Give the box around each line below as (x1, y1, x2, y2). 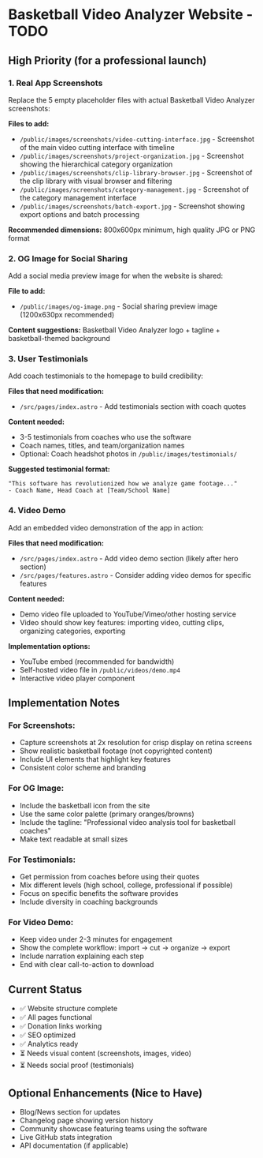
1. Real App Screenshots (8, 77, 103, 88)
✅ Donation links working (19, 1021, 102, 1031)
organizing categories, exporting (19, 626, 126, 635)
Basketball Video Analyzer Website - (8, 6, 254, 24)
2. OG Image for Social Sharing (8, 253, 128, 264)
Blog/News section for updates (19, 1107, 120, 1116)
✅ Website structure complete (19, 1004, 118, 1014)
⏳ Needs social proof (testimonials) (19, 1060, 135, 1070)
